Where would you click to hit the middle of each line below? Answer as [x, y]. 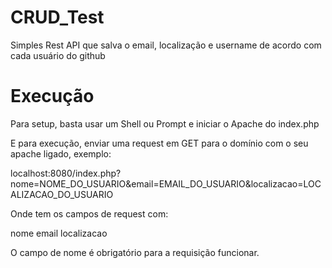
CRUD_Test [57, 17]
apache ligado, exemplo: [61, 153]
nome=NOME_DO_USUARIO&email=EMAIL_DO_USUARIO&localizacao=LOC [166, 183]
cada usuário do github [58, 55]
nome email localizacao [59, 233]
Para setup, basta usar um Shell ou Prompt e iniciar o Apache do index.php [165, 123]
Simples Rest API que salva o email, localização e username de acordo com [166, 45]
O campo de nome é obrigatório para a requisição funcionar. [135, 252]
